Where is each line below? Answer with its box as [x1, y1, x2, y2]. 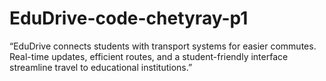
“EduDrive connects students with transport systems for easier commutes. [9, 40, 317, 52]
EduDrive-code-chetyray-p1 [9, 7, 249, 30]
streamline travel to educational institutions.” [9, 61, 193, 73]
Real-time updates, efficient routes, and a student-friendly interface [9, 50, 289, 62]
